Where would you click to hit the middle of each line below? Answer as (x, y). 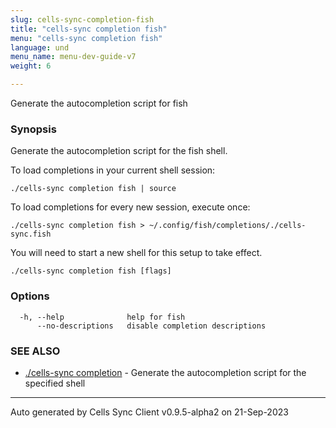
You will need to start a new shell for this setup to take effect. (136, 253)
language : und (40, 47)
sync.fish (31, 234)
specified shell (55, 383)
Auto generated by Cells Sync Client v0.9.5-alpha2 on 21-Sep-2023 (149, 412)
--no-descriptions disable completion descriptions (151, 326)
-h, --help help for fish (102, 317)
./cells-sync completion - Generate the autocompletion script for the (165, 372)
